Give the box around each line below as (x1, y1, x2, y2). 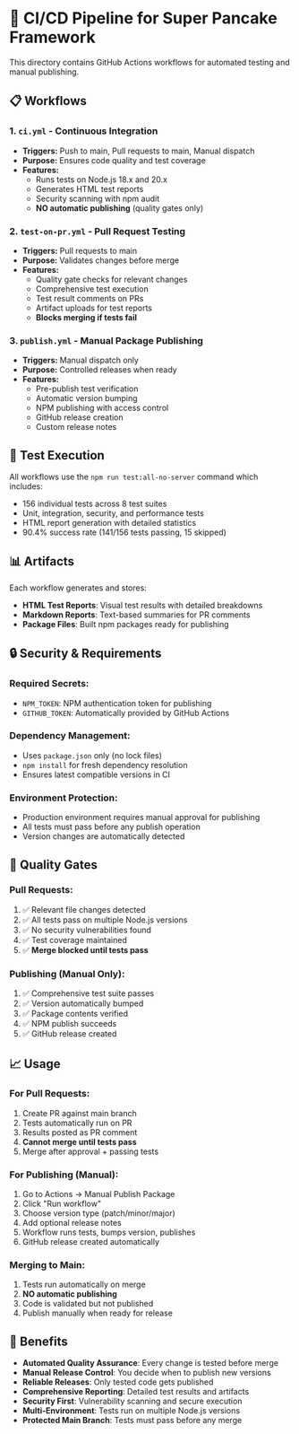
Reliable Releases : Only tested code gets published (21, 1377, 214, 1387)
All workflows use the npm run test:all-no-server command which (9, 471, 259, 483)
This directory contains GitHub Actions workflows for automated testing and (9, 57, 291, 67)
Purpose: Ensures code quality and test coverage (21, 154, 206, 165)
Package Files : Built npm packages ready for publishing (21, 618, 230, 629)
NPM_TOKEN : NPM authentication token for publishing (21, 697, 212, 708)
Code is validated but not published (21, 1298, 154, 1309)
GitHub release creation (35, 412, 124, 423)
